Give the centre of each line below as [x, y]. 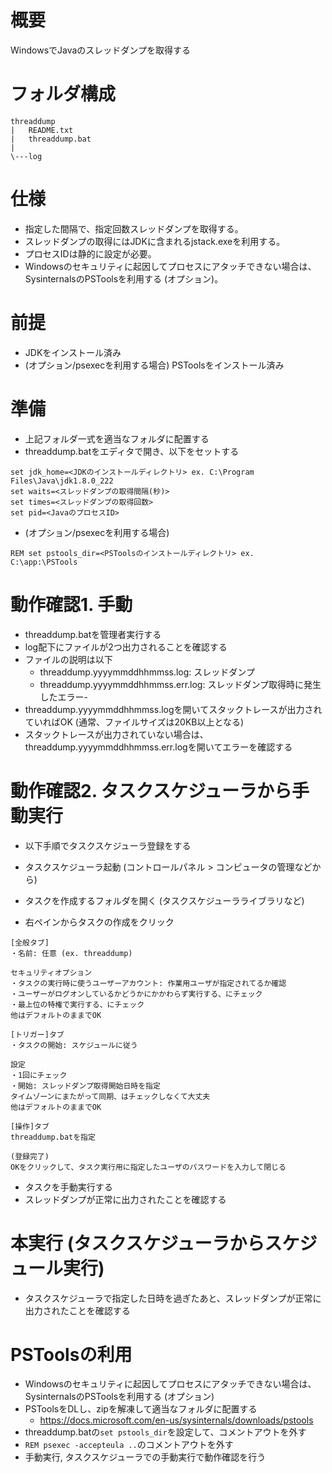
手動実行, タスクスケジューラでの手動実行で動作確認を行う [145, 1457]
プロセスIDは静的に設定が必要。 [90, 253]
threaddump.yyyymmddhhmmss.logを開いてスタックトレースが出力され [173, 709]
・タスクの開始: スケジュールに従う [74, 1045]
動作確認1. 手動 [71, 604]
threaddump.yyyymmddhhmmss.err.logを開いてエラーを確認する [158, 747]
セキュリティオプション [51, 972]
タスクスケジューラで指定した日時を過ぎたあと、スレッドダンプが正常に [173, 1298]
